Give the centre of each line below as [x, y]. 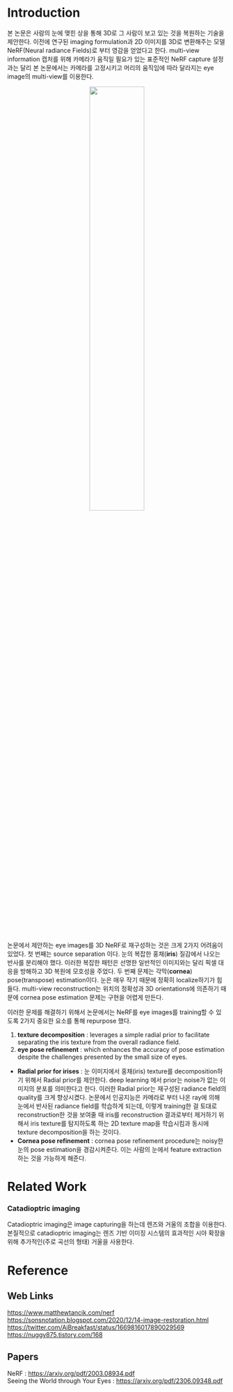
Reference [38, 1270]
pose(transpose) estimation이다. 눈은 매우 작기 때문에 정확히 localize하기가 [111, 979]
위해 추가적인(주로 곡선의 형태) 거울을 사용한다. [71, 1242]
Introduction [44, 13]
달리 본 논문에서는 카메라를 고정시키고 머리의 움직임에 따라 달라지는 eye [117, 67]
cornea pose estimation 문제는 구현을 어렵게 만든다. [92, 997]
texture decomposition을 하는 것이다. [69, 1132]
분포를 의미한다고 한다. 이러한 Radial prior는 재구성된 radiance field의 [131, 1088]
